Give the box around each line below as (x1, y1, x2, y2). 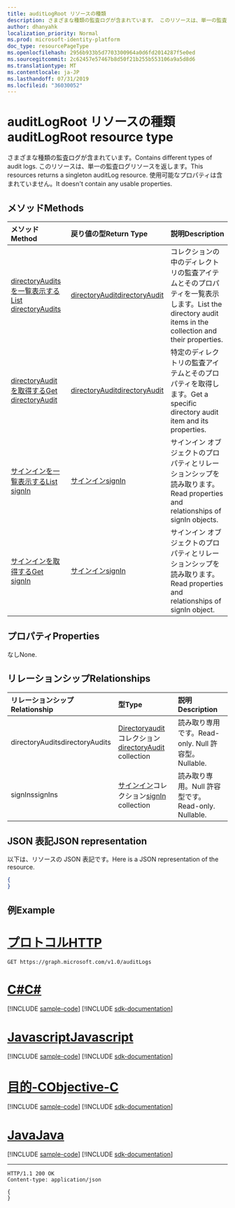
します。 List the (170, 299, 222, 308)
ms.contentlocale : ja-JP (7, 69, 80, 76)
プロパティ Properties (7, 630, 100, 642)
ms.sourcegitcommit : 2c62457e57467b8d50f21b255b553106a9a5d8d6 (7, 56, 196, 63)
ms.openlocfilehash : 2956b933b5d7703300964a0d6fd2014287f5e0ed (7, 50, 196, 57)
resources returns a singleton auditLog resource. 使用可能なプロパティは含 (7, 171, 223, 179)
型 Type (117, 699, 143, 709)
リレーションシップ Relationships (7, 673, 151, 685)
